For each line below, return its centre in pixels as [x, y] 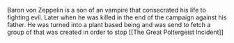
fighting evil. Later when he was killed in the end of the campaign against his [117, 17]
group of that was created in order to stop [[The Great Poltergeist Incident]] [116, 32]
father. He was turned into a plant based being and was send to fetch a [109, 25]
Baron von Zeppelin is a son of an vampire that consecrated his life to [107, 10]
